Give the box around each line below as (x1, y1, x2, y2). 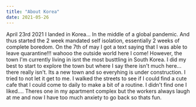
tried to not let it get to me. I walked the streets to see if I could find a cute (6, 75, 187, 82)
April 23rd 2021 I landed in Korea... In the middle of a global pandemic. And (6, 30, 190, 37)
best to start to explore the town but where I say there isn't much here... (6, 62, 182, 69)
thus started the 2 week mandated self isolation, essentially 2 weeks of (6, 37, 180, 44)
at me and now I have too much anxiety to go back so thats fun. (6, 93, 162, 101)
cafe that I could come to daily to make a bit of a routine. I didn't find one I (6, 81, 187, 88)
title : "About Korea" (6, 8, 60, 15)
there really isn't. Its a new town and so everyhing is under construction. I (6, 68, 186, 75)
